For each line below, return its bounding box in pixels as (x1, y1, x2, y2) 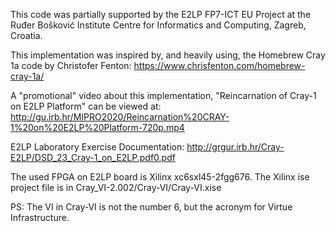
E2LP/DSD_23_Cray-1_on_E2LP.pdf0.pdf (10, 152, 176, 163)
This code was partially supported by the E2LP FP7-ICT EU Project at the (10, 9, 312, 20)
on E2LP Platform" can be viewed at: (10, 100, 162, 112)
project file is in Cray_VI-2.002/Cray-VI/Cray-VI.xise (10, 182, 222, 193)
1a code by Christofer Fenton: (10, 60, 132, 71)
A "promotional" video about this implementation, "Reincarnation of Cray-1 (10, 90, 317, 101)
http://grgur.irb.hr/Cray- (186, 141, 285, 153)
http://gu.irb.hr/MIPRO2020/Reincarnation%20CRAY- (10, 111, 230, 123)
